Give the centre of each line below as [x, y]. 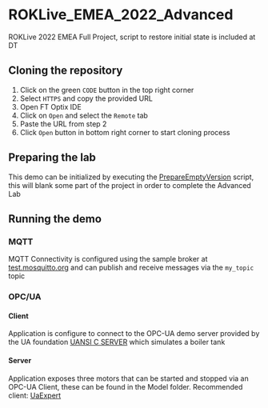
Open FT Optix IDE [50, 106]
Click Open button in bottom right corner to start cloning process [125, 132]
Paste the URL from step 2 [63, 124]
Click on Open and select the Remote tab [84, 115]
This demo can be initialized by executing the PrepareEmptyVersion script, [131, 177]
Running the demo [55, 219]
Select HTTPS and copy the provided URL [86, 98]
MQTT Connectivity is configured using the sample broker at [108, 259]
